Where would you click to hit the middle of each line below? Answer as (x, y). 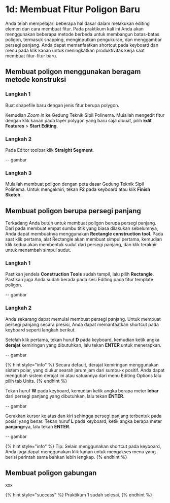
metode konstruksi (36, 80)
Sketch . (13, 195)
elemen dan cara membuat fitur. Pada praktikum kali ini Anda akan (74, 28)
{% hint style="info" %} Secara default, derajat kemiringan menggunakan (82, 364)
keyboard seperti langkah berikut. (41, 330)
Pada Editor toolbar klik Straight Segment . (50, 150)
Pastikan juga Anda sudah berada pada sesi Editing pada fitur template (79, 280)
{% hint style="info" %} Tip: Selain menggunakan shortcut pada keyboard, (83, 446)
